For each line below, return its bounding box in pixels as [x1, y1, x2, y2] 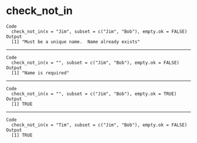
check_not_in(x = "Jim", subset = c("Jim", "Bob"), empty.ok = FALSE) [11, 28, 188, 35]
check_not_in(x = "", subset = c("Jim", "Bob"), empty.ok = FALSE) [11, 60, 180, 66]
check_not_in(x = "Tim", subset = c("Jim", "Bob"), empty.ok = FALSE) [11, 122, 188, 128]
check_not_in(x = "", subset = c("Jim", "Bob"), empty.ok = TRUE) [11, 91, 177, 97]
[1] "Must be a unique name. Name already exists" [11, 39, 141, 45]
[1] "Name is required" [11, 70, 69, 76]
